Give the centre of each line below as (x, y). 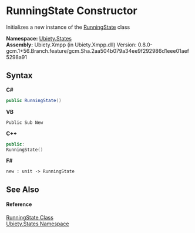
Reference (19, 204)
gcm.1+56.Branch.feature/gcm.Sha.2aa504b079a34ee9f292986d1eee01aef (98, 50)
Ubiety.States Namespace (38, 224)
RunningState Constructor (72, 11)
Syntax (19, 75)
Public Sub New (25, 122)
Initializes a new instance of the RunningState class (68, 27)
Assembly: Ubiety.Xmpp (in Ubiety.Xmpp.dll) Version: (71, 45)
